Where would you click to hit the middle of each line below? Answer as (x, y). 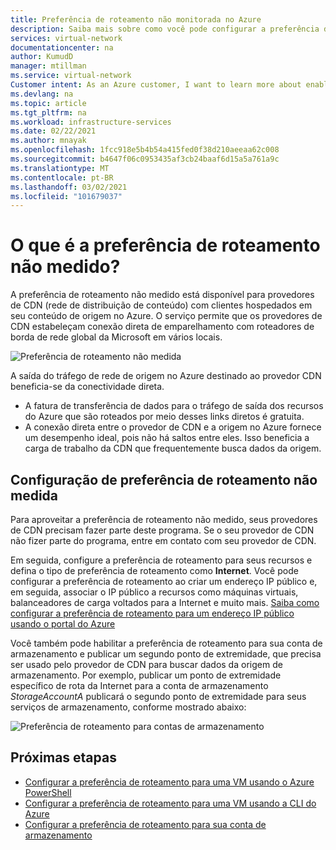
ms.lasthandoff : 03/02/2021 (69, 187)
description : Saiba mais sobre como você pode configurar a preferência (165, 29)
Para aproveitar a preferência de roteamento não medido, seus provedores (164, 519)
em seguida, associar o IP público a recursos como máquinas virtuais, (154, 592)
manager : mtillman (48, 66)
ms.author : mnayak (48, 141)
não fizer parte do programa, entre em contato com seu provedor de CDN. (163, 540)
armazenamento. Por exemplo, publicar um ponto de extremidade (146, 675)
